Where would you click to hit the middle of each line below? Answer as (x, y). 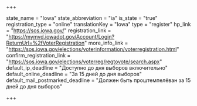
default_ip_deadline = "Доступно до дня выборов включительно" (87, 68)
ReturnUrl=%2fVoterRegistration (45, 43)
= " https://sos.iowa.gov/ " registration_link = (59, 30)
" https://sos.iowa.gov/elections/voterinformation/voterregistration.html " (93, 49)
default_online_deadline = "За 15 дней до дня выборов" (74, 74)
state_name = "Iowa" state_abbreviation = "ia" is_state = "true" (82, 18)
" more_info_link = (106, 43)
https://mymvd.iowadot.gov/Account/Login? (62, 37)
